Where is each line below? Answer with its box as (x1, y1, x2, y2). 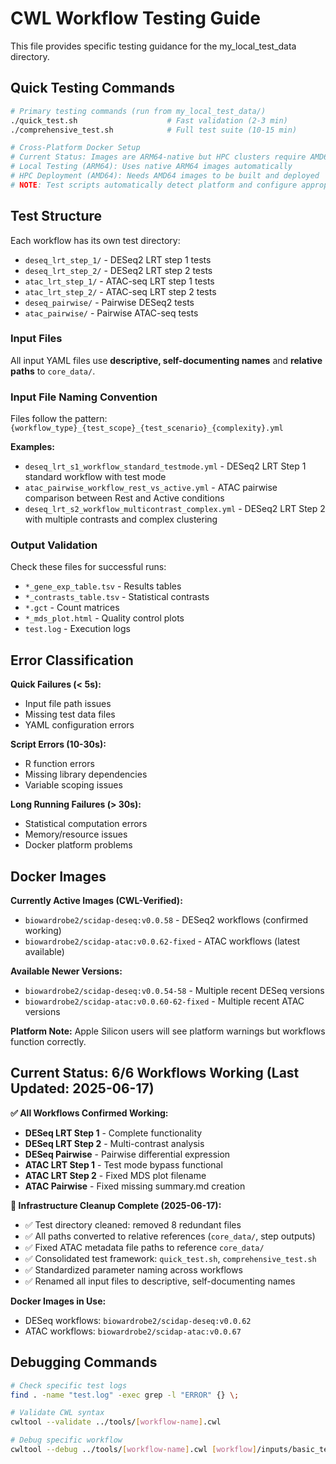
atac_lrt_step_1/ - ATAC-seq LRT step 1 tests (24, 275, 215, 287)
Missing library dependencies (24, 768, 148, 781)
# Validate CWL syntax (10, 1408, 105, 1418)
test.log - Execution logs (24, 623, 131, 635)
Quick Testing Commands (10, 80, 175, 97)
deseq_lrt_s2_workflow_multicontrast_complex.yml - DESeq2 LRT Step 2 (24, 503, 326, 515)
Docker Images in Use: (10, 1295, 107, 1307)
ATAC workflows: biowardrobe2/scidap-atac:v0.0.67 (24, 1325, 242, 1337)
